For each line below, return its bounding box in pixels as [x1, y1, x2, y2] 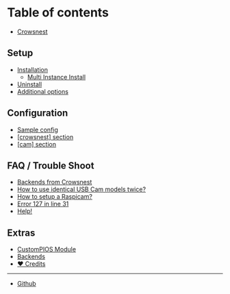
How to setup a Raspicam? [16, 193, 92, 201]
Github [16, 280, 36, 288]
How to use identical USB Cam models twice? [16, 185, 146, 193]
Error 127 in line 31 [16, 200, 69, 208]
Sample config [16, 125, 58, 134]
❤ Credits [16, 260, 46, 268]
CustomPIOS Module [16, 245, 77, 254]
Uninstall [16, 80, 42, 88]
